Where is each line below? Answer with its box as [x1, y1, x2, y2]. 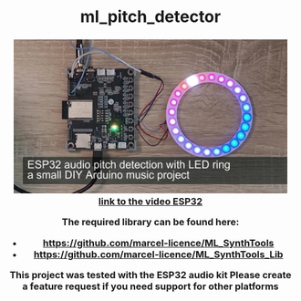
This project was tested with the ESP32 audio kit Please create [9, 269, 292, 282]
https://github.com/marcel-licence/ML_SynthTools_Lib [33, 248, 284, 261]
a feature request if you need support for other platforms [22, 280, 279, 293]
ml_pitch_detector [79, 6, 222, 27]
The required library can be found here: [61, 216, 240, 229]
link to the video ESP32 [98, 195, 203, 208]
